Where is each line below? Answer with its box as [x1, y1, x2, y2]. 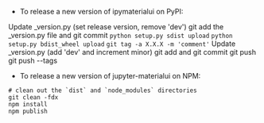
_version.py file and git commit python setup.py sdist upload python [8, 31, 233, 40]
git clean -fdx [8, 94, 59, 102]
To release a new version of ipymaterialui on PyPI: [19, 7, 184, 16]
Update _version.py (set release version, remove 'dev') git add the [8, 22, 224, 31]
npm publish [8, 107, 48, 115]
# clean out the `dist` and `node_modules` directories [8, 86, 197, 94]
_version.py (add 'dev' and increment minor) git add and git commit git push [8, 48, 257, 56]
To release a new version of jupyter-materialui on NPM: [19, 71, 201, 80]
